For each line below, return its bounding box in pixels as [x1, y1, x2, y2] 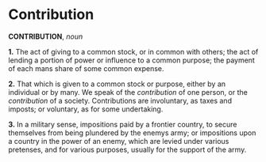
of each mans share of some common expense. [8, 63, 164, 73]
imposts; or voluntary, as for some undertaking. [8, 104, 164, 114]
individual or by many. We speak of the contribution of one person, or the [8, 87, 248, 96]
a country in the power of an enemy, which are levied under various [8, 136, 229, 145]
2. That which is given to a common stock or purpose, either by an [8, 79, 226, 89]
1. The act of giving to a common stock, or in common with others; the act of [8, 47, 259, 56]
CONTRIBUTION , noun [8, 32, 83, 41]
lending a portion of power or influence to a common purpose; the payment [8, 55, 256, 65]
